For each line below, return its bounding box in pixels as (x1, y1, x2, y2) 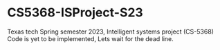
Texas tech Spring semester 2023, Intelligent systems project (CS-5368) (7, 27, 214, 36)
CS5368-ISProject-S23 (7, 5, 143, 21)
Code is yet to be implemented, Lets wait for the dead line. (7, 34, 174, 42)
